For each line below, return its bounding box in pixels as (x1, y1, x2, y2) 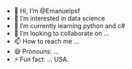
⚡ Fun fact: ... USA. (13, 55, 69, 63)
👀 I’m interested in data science (13, 14, 105, 23)
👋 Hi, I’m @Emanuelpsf (13, 7, 81, 15)
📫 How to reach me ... (13, 37, 79, 45)
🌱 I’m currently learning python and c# (13, 22, 126, 30)
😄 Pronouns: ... (13, 47, 60, 56)
